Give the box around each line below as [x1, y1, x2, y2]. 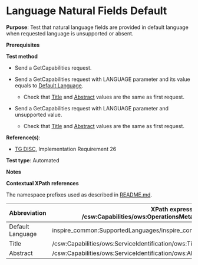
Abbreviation [9, 208, 47, 217]
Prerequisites [6, 41, 40, 48]
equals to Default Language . [14, 81, 84, 89]
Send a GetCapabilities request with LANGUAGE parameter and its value [14, 76, 190, 83]
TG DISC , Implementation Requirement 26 [14, 145, 117, 152]
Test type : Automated [6, 156, 60, 163]
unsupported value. [14, 111, 62, 118]
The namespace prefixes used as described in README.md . [6, 191, 152, 198]
